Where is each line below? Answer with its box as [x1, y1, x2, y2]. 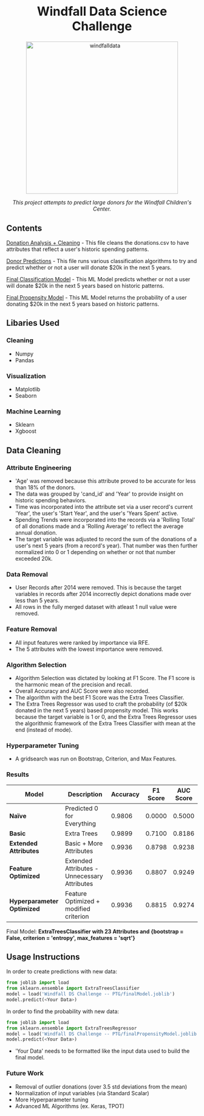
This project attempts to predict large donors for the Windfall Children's [12, 199, 192, 206]
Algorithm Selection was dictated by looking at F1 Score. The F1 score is [15, 674, 195, 681]
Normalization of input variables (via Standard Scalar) [15, 1089, 150, 1097]
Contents [6, 223, 42, 233]
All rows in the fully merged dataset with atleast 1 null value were [15, 603, 177, 611]
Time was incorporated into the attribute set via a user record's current [15, 504, 193, 511]
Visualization [6, 371, 46, 380]
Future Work [6, 1069, 44, 1078]
